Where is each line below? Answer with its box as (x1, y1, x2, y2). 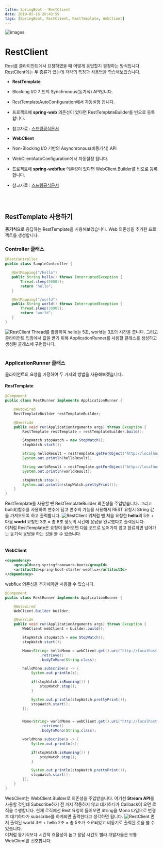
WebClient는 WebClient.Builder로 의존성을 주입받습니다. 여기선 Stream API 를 (5, 795, 154, 801)
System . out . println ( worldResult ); (22, 469, 92, 474)
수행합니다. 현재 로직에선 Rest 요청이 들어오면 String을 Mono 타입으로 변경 (14, 807, 156, 813)
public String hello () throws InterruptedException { (11, 275, 123, 280)
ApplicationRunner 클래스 (5, 359, 65, 366)
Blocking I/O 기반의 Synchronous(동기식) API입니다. (12, 89, 113, 95)
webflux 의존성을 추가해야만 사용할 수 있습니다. (5, 581, 95, 587)
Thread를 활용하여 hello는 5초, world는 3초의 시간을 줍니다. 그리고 (31, 329, 158, 335)
